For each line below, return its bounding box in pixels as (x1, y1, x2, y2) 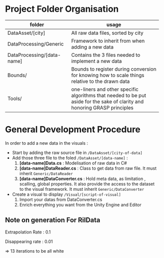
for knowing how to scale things (71, 72, 144, 78)
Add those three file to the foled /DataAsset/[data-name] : (12, 155, 128, 160)
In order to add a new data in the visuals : (5, 140, 88, 146)
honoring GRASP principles (71, 104, 134, 111)
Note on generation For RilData (5, 216, 101, 224)
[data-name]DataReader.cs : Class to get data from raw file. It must (19, 165, 157, 171)
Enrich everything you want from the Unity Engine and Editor (19, 202, 142, 207)
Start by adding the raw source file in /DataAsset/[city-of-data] (12, 150, 143, 155)
